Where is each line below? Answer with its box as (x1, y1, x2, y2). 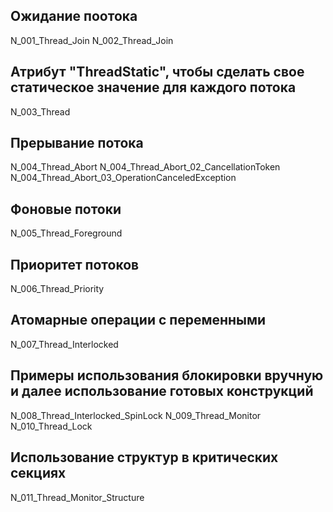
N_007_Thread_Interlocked (10, 338, 119, 350)
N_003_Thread (10, 105, 71, 118)
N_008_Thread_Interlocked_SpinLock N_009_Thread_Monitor (10, 409, 262, 421)
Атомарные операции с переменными (10, 312, 267, 329)
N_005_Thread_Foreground (10, 227, 123, 239)
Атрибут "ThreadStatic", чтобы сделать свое (10, 64, 305, 81)
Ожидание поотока (10, 8, 138, 25)
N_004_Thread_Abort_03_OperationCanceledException (10, 172, 237, 184)
